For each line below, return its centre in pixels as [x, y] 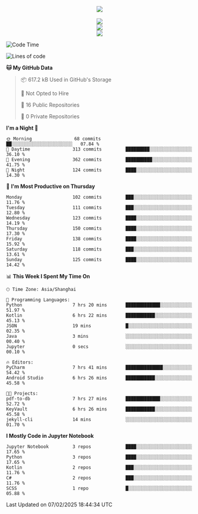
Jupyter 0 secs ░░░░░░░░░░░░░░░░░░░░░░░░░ [99, 347]
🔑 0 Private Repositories [50, 116]
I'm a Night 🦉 [22, 128]
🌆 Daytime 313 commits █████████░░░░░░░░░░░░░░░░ [99, 149]
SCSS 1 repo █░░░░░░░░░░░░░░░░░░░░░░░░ [99, 488]
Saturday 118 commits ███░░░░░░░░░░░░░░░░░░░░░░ [99, 249]
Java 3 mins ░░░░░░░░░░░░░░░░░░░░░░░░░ [99, 336]
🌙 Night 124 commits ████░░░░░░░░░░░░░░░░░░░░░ [99, 170]
